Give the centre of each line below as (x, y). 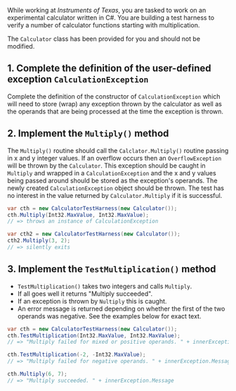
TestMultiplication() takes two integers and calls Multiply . (105, 286)
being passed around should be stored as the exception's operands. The (112, 180)
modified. (21, 46)
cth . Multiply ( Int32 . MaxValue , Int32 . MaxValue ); (78, 215)
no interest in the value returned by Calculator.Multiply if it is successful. (115, 195)
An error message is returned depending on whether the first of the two (121, 309)
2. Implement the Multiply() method (88, 134)
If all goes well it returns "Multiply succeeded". (85, 293)
